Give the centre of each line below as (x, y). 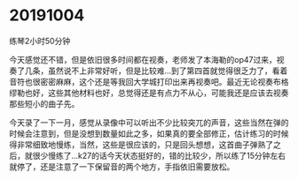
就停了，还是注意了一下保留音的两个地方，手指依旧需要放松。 (122, 166)
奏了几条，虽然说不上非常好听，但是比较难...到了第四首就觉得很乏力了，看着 (149, 71)
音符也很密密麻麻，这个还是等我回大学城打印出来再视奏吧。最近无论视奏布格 (149, 81)
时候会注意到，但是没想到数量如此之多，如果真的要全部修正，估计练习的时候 (149, 133)
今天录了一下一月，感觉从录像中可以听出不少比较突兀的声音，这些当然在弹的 (149, 122)
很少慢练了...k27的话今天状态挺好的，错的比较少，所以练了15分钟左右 (159, 155)
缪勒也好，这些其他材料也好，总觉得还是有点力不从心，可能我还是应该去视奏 (149, 93)
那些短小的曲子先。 (44, 103)
